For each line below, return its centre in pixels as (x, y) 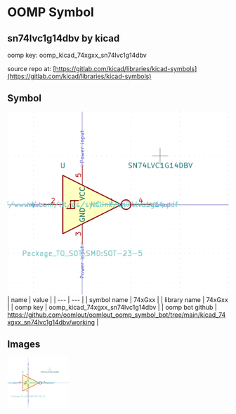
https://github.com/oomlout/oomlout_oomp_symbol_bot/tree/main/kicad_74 (117, 315)
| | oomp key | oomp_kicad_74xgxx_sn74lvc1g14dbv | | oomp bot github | (112, 307)
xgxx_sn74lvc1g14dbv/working (51, 322)
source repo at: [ (31, 69)
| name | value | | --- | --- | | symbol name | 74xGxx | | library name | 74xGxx (118, 299)
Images (24, 344)
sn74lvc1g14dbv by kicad (64, 38)
